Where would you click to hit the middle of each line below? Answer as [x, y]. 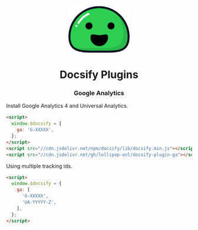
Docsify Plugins [99, 75]
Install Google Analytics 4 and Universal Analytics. [67, 106]
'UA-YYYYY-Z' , [39, 202]
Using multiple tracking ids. [39, 166]
